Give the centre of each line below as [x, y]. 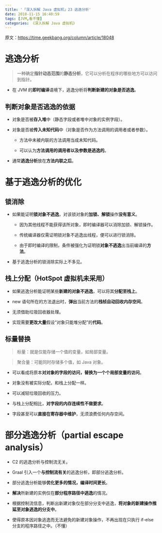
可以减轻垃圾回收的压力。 [38, 393]
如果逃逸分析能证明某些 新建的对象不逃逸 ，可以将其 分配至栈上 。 [76, 291]
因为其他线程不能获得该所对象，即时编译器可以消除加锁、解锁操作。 [87, 225]
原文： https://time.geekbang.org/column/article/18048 [60, 37]
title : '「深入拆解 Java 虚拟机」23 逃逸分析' [48, 9]
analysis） [27, 447]
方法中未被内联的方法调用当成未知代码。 [60, 140]
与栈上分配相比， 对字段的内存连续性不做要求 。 [59, 403]
